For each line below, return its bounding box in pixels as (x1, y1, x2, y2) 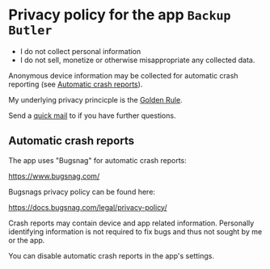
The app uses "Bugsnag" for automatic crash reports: (8, 155, 188, 165)
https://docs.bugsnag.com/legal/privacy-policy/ (8, 202, 167, 212)
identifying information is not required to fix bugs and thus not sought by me (8, 226, 263, 236)
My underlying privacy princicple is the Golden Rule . (8, 95, 184, 104)
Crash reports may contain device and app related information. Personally (8, 218, 255, 228)
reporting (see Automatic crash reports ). (8, 79, 143, 89)
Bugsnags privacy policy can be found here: (8, 187, 156, 196)
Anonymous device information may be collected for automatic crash (8, 70, 238, 80)
